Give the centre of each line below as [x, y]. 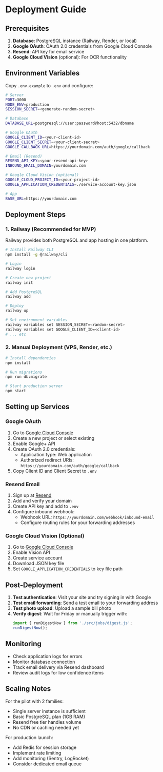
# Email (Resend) [24, 156]
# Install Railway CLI [29, 250]
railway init [19, 283]
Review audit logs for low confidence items [58, 672]
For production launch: [29, 737]
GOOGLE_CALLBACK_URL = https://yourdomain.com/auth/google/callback [78, 147]
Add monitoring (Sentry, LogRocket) [51, 758]
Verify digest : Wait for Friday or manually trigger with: [70, 614]
